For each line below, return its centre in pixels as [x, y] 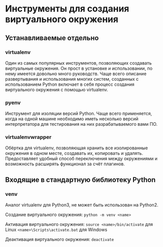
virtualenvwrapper [28, 137]
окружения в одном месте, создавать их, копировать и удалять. [74, 153]
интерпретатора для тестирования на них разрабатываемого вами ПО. [81, 124]
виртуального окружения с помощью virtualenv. [57, 89]
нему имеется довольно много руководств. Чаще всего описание [76, 74]
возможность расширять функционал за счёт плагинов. [65, 164]
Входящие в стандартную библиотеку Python [80, 180]
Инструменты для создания [67, 9]
